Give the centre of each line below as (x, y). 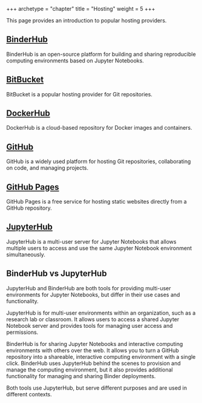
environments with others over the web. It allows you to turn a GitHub (93, 350)
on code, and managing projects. (47, 168)
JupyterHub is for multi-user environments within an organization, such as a (101, 313)
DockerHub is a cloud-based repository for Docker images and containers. (99, 128)
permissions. (22, 332)
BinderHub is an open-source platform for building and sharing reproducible (101, 54)
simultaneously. (26, 255)
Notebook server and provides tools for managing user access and (90, 325)
